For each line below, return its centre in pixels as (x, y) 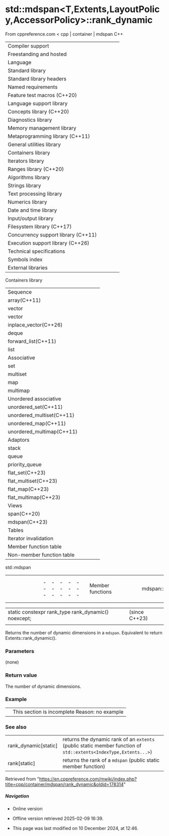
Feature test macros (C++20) (42, 95)
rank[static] (21, 763)
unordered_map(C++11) (37, 423)
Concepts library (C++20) (38, 111)
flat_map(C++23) (28, 489)
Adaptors (19, 440)
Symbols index (25, 259)
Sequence (20, 292)
